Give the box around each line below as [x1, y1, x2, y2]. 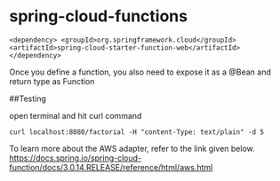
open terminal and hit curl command [9, 110, 142, 121]
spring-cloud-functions [9, 6, 188, 27]
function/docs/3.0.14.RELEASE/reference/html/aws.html [9, 161, 213, 172]
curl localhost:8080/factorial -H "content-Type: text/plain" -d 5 [9, 127, 265, 137]
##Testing [9, 93, 47, 104]
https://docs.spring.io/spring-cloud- [9, 153, 142, 163]
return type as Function [9, 75, 95, 86]
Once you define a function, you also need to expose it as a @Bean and [9, 67, 271, 77]
